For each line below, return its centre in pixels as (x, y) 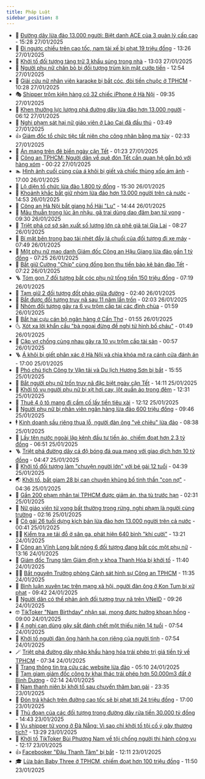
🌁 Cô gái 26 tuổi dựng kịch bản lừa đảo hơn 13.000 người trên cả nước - (105, 521)
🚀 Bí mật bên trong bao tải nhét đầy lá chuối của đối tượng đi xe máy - (103, 238)
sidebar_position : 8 (33, 18)
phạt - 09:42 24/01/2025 (46, 592)
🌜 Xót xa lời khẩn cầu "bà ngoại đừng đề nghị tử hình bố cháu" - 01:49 (104, 326)
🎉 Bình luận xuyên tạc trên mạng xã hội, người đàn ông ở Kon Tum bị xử (105, 586)
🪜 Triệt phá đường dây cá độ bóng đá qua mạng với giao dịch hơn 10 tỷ (105, 451)
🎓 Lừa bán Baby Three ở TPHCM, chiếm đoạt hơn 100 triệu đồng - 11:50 (106, 761)
